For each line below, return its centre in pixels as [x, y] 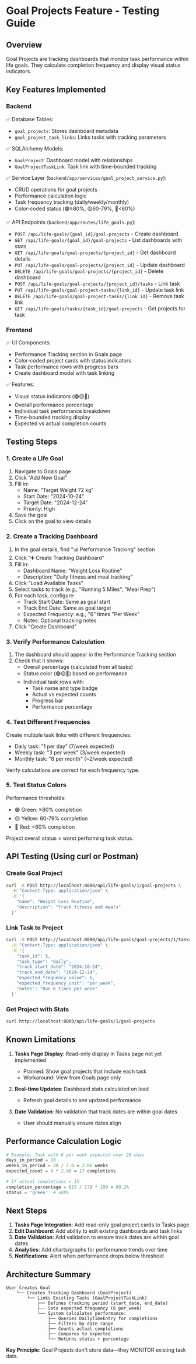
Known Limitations [41, 1040]
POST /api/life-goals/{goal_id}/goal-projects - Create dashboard [96, 234]
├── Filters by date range [80, 1324]
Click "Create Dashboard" [45, 626]
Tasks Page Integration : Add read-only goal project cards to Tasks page [102, 1225]
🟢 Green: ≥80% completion [48, 809]
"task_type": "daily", [44, 962]
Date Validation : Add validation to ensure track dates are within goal [97, 1237]
